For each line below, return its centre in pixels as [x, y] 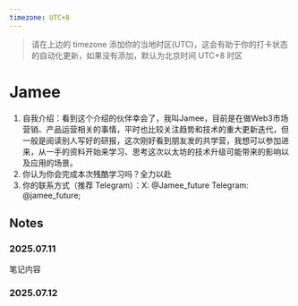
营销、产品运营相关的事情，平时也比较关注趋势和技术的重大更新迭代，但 [155, 129]
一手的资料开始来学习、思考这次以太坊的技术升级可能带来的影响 [164, 151]
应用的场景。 [54, 163]
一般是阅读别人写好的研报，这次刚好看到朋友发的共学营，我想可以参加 [152, 140]
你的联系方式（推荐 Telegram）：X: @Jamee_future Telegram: [135, 185]
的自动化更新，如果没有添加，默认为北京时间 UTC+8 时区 [137, 55]
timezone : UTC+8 [39, 17]
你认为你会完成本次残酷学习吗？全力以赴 [97, 174]
